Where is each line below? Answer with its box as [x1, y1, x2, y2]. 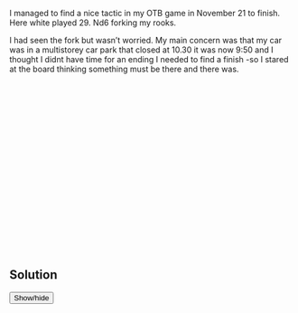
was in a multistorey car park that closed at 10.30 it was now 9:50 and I [9, 44, 274, 55]
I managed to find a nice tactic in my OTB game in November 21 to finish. [9, 8, 281, 18]
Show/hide [14, 293, 50, 302]
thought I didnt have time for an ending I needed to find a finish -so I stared [9, 54, 289, 64]
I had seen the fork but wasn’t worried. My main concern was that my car [9, 35, 283, 45]
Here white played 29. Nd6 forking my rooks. [9, 17, 177, 28]
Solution [9, 267, 58, 283]
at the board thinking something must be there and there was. [9, 63, 239, 74]
